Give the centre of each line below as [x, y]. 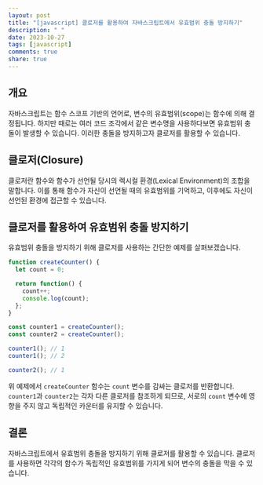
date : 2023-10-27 [37, 37]
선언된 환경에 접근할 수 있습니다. [58, 200]
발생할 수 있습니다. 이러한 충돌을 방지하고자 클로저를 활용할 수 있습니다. [131, 133]
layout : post [29, 15]
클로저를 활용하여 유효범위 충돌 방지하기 [99, 227]
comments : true [33, 52]
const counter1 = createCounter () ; [66, 327]
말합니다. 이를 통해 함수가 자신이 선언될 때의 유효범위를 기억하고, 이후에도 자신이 [131, 190]
